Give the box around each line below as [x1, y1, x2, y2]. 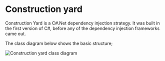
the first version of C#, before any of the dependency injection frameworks [5, 25, 160, 31]
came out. [5, 30, 26, 36]
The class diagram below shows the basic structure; [5, 40, 113, 46]
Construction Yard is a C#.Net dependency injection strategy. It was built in [5, 20, 160, 26]
